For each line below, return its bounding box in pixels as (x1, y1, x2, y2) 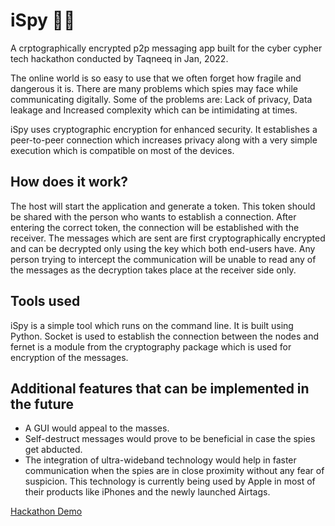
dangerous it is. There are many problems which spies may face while (10, 82, 298, 94)
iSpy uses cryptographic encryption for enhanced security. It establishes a (10, 123, 318, 135)
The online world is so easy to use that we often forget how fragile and (10, 72, 302, 84)
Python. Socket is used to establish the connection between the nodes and (10, 330, 320, 342)
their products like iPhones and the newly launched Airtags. (24, 486, 271, 498)
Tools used (10, 293, 81, 310)
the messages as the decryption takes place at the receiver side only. (10, 264, 297, 276)
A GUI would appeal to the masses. (24, 422, 170, 434)
